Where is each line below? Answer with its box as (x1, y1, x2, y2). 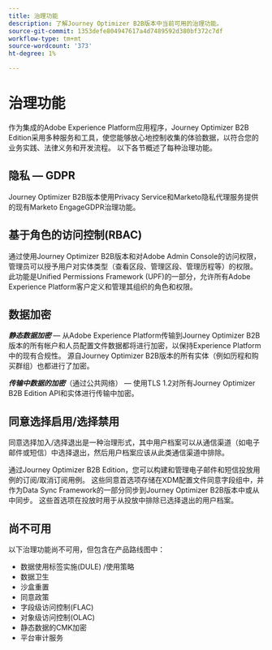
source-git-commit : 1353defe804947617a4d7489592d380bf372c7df (8, 27, 223, 35)
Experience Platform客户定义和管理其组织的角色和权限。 (8, 282, 197, 291)
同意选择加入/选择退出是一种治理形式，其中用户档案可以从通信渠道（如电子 (8, 437, 261, 447)
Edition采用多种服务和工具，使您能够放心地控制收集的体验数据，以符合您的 (8, 132, 260, 142)
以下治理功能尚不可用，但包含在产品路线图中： (8, 545, 165, 554)
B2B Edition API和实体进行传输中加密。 (8, 389, 140, 398)
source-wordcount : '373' (8, 42, 93, 50)
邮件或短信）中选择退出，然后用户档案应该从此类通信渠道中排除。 (8, 448, 229, 458)
